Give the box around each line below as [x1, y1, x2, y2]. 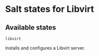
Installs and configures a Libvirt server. [5, 45, 85, 51]
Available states [5, 23, 56, 32]
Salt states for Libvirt [5, 3, 94, 15]
